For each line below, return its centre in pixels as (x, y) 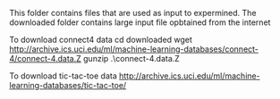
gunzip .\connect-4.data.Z (132, 58)
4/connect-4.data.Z (46, 58)
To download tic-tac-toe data (64, 76)
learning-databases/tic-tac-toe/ (68, 85)
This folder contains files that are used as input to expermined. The (133, 13)
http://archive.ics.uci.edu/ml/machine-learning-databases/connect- (134, 49)
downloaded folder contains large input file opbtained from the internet (140, 22)
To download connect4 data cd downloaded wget (101, 40)
